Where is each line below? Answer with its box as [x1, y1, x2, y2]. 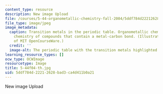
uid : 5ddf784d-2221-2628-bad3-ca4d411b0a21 [5, 70, 95, 75]
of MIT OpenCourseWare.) [14, 39, 64, 44]
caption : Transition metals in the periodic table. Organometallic [9, 30, 149, 34]
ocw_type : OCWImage [5, 57, 45, 62]
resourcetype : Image [5, 61, 47, 66]
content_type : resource [5, 7, 53, 12]
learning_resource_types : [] [5, 52, 64, 57]
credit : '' [9, 43, 32, 48]
